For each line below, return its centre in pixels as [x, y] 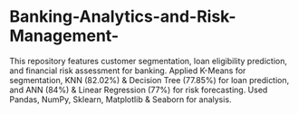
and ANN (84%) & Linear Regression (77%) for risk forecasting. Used [139, 90]
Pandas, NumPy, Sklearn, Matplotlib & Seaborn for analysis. [121, 99]
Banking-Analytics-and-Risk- [123, 17]
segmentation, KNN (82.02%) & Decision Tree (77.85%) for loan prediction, [149, 80]
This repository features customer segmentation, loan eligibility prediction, [149, 61]
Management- [64, 36]
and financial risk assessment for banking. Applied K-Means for [128, 71]
